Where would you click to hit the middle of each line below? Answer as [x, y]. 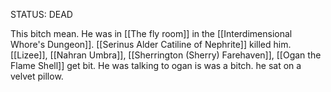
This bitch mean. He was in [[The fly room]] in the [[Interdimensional [151, 33]
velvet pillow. [37, 76]
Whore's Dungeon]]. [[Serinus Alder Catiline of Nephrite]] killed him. [151, 44]
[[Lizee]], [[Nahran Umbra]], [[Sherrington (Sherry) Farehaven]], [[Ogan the [166, 55]
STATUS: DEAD [41, 14]
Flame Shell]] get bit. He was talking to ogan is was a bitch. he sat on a [156, 65]
